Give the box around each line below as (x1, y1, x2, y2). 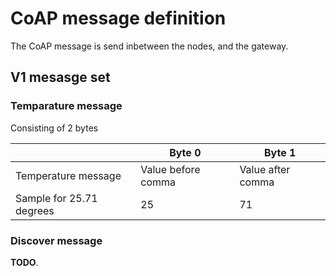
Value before (140, 162, 201, 176)
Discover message (10, 233, 103, 247)
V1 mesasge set (10, 69, 111, 86)
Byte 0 (169, 145, 202, 159)
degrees (15, 203, 55, 217)
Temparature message (10, 99, 123, 113)
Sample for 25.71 (15, 191, 98, 205)
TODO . (10, 256, 39, 268)
